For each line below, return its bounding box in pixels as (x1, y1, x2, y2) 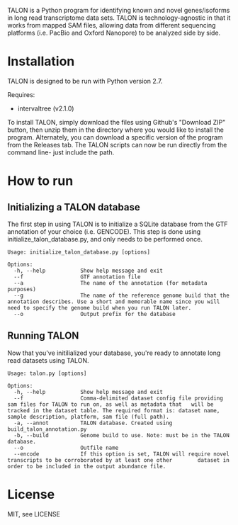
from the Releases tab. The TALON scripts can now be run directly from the (7, 140, 227, 149)
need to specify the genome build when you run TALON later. (7, 304, 192, 311)
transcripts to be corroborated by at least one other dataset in (7, 456, 230, 463)
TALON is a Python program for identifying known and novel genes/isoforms (7, 6, 230, 14)
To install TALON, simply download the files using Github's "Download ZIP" (7, 118, 226, 126)
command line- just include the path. (7, 148, 115, 157)
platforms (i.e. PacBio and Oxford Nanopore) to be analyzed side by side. (7, 28, 221, 37)
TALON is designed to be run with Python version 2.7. (7, 77, 163, 85)
